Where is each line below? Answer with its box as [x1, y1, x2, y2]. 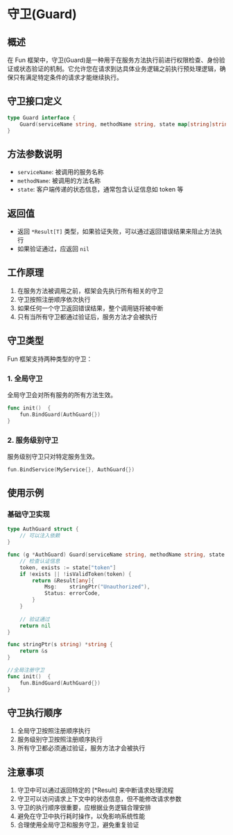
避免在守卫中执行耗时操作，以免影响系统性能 [17, 812, 146, 820]
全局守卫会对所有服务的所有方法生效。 [7, 390, 116, 399]
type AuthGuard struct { [7, 525, 79, 533]
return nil [19, 622, 51, 629]
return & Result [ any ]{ [32, 577, 95, 584]
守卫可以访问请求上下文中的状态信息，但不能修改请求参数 [17, 795, 182, 803]
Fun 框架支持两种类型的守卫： [7, 355, 93, 363]
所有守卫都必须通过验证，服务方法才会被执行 [17, 744, 146, 752]
